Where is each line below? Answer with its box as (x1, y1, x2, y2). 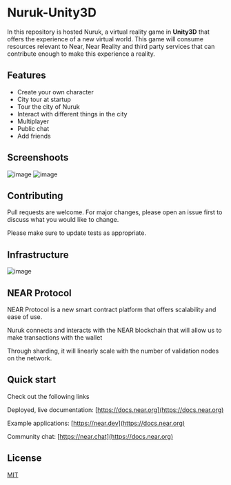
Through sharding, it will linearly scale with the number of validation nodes (7, 347, 219, 355)
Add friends (17, 132, 51, 140)
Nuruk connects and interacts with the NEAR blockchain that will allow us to (7, 326, 222, 334)
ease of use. (7, 313, 43, 321)
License (7, 453, 42, 464)
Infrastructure (7, 249, 69, 260)
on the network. (7, 354, 52, 362)
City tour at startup (17, 95, 71, 103)
